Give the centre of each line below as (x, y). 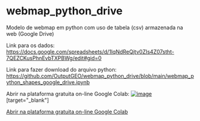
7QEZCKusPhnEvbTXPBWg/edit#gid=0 (54, 58)
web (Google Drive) (30, 33)
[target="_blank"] (28, 100)
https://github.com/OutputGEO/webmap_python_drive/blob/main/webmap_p (100, 76)
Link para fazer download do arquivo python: (61, 69)
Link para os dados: (30, 45)
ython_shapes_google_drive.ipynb (48, 82)
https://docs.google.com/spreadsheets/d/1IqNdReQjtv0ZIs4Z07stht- (90, 51)
